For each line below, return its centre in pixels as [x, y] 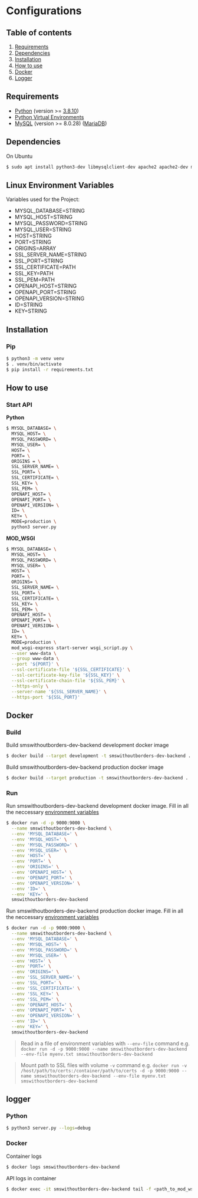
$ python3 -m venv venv [35, 358]
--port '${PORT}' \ [35, 664]
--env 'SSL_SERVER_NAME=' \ [46, 978]
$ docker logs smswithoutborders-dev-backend [63, 1167]
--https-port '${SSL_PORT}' [46, 697]
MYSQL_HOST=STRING [43, 217]
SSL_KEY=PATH [34, 274]
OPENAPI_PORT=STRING [45, 292]
